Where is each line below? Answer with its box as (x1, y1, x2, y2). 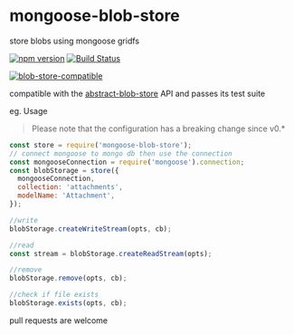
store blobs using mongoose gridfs (9, 35, 140, 46)
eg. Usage (9, 105, 48, 116)
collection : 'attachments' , (17, 183, 124, 192)
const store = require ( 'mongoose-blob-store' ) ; (9, 140, 193, 149)
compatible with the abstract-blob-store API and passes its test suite (9, 88, 266, 99)
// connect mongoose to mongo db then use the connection (9, 148, 232, 158)
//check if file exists (9, 291, 100, 300)
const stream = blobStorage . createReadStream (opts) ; (9, 249, 213, 258)
